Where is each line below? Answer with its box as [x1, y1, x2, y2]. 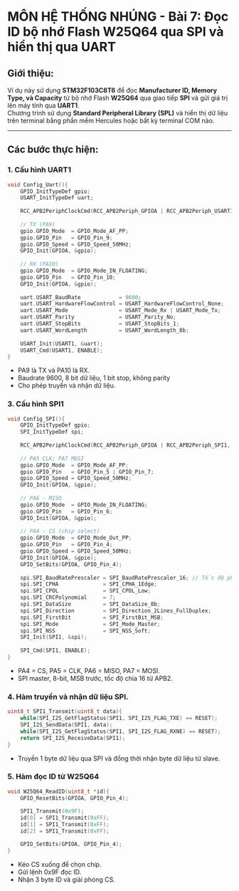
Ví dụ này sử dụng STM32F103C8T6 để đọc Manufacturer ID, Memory [7, 86, 218, 94]
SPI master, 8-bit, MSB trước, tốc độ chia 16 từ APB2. [17, 674, 173, 682]
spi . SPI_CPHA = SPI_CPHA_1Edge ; [20, 580, 158, 588]
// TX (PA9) [20, 221, 55, 228]
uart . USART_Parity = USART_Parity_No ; [20, 313, 176, 321]
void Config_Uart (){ [7, 181, 69, 188]
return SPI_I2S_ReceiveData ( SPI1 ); [20, 734, 126, 741]
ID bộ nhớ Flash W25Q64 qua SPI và [7, 24, 224, 40]
